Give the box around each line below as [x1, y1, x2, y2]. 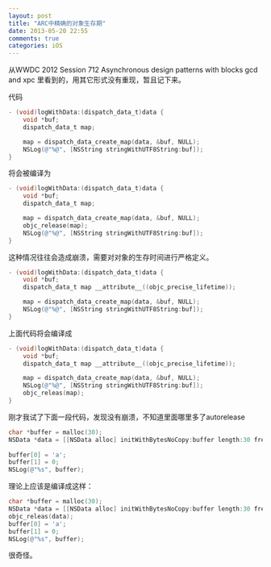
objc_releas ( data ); [8, 512, 74, 520]
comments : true [8, 34, 60, 43]
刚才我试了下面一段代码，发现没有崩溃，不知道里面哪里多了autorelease [8, 412, 246, 422]
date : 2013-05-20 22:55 [8, 27, 89, 35]
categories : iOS [8, 42, 63, 50]
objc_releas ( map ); [23, 389, 85, 398]
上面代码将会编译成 [8, 328, 73, 338]
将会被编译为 [8, 169, 51, 178]
